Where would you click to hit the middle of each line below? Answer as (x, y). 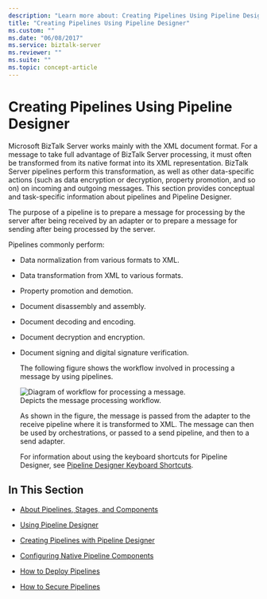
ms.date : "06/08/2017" (46, 38)
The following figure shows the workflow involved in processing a (127, 368)
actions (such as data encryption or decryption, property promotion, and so (132, 179)
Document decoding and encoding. (77, 321)
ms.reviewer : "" (35, 53)
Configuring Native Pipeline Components (87, 555)
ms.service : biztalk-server (55, 45)
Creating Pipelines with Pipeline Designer (87, 540)
